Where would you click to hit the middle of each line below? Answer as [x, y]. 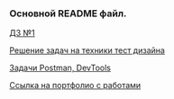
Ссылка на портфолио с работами [75, 85]
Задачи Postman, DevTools [60, 68]
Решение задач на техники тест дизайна [87, 50]
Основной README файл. [68, 13]
